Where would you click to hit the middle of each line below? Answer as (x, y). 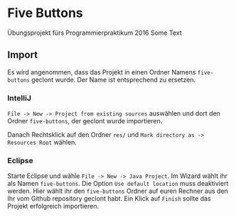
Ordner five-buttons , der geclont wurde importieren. (85, 121)
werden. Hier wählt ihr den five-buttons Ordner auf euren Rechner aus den (118, 191)
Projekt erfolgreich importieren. (53, 206)
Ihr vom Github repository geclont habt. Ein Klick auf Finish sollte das (109, 199)
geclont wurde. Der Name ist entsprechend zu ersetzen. (114, 79)
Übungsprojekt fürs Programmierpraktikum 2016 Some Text (95, 33)
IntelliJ (20, 98)
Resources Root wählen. (42, 143)
